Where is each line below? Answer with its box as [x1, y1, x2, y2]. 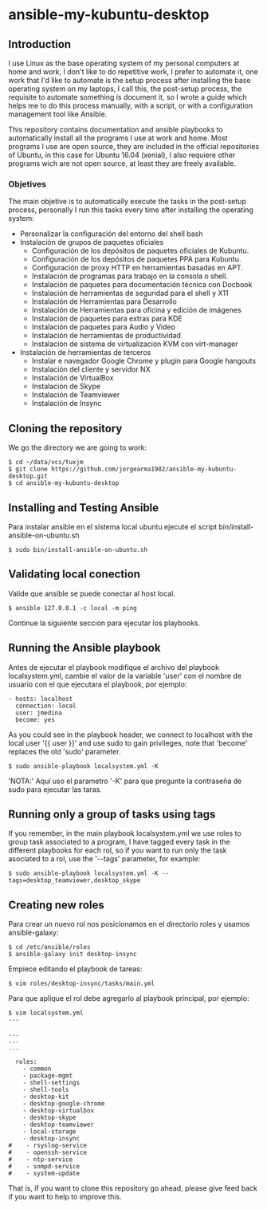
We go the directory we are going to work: [8, 443, 147, 452]
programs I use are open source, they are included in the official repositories [8, 142, 260, 151]
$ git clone [8, 465, 48, 474]
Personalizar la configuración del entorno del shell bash [19, 229, 203, 238]
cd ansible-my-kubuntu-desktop [15, 479, 120, 487]
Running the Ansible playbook [8, 641, 161, 655]
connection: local [15, 702, 77, 710]
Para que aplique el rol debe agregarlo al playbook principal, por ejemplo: [8, 994, 249, 1003]
